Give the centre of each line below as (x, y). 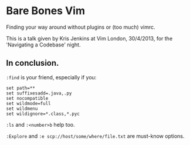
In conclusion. (33, 63)
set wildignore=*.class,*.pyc (43, 114)
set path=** (21, 88)
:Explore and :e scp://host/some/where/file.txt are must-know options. (95, 136)
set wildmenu (22, 109)
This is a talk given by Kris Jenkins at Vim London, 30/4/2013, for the (89, 38)
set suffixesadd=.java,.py (39, 93)
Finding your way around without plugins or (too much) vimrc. (81, 27)
